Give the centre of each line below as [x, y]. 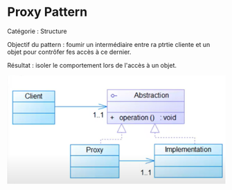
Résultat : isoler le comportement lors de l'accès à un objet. [92, 65]
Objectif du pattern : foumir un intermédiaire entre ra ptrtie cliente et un [109, 44]
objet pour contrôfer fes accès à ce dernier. [69, 52]
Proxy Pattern [47, 12]
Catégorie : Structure [37, 31]
